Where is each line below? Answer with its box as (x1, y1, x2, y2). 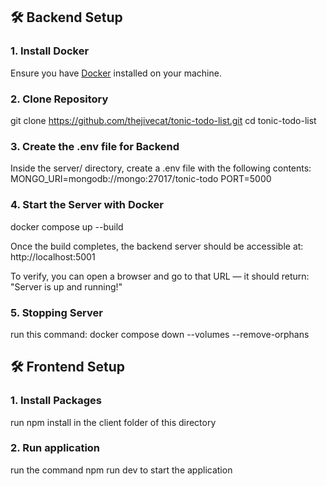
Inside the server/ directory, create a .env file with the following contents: (10, 162, 312, 174)
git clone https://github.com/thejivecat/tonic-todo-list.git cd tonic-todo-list (10, 114, 317, 126)
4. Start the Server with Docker (10, 198, 164, 212)
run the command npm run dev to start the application (10, 464, 233, 476)
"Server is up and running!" (10, 280, 123, 293)
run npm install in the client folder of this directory (10, 416, 217, 428)
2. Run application (10, 441, 101, 455)
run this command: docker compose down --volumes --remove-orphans (10, 328, 310, 340)
